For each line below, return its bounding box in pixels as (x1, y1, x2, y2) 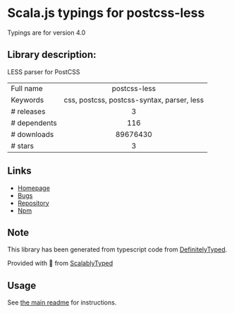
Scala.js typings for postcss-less (7, 5, 205, 21)
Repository (17, 199, 49, 207)
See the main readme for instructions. (7, 298, 117, 307)
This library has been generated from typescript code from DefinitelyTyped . (7, 245, 228, 254)
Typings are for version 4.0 (7, 28, 86, 37)
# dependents (11, 118, 58, 128)
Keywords (11, 95, 44, 105)
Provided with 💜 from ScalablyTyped (7, 259, 113, 268)
